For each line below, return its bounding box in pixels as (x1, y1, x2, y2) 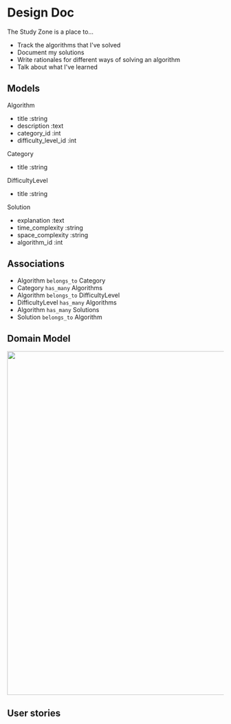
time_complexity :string (16, 223, 84, 232)
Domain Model (7, 332, 71, 344)
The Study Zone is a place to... (7, 28, 94, 36)
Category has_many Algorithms (16, 283, 103, 292)
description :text (16, 122, 64, 130)
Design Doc (7, 5, 74, 21)
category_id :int (16, 129, 61, 137)
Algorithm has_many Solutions (16, 305, 100, 314)
